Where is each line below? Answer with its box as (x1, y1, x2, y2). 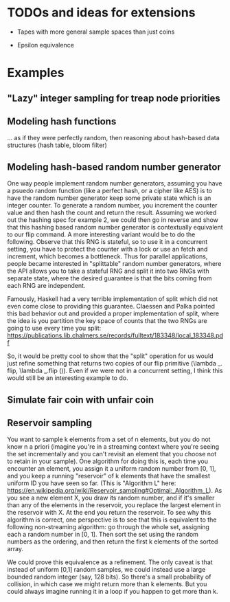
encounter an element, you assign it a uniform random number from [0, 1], (7, 465, 216, 473)
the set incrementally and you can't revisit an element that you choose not (7, 450, 217, 458)
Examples (7, 65, 65, 80)
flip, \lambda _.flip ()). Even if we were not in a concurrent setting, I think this (7, 366, 223, 375)
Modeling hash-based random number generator (7, 161, 222, 172)
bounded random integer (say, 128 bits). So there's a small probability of (7, 572, 211, 581)
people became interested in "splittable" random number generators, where (7, 260, 222, 268)
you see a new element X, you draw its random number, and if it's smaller (7, 493, 215, 502)
